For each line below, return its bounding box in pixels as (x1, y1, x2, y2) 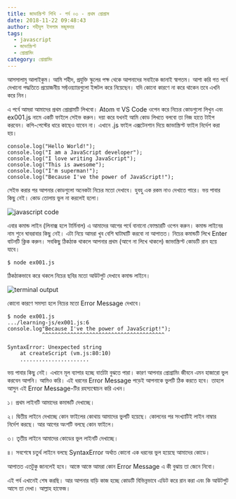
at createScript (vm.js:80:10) (20, 350, 112, 357)
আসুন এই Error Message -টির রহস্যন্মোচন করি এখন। (7, 384, 126, 392)
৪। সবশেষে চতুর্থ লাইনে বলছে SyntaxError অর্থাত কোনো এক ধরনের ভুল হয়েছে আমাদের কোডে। (7, 448, 211, 456)
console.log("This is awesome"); (7, 161, 105, 168)
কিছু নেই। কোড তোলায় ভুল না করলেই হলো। (7, 194, 100, 202)
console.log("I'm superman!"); (7, 167, 99, 174)
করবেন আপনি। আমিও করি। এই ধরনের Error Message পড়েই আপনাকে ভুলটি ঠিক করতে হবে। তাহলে (7, 376, 224, 385)
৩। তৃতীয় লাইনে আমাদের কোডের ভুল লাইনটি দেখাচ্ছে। (7, 434, 119, 442)
